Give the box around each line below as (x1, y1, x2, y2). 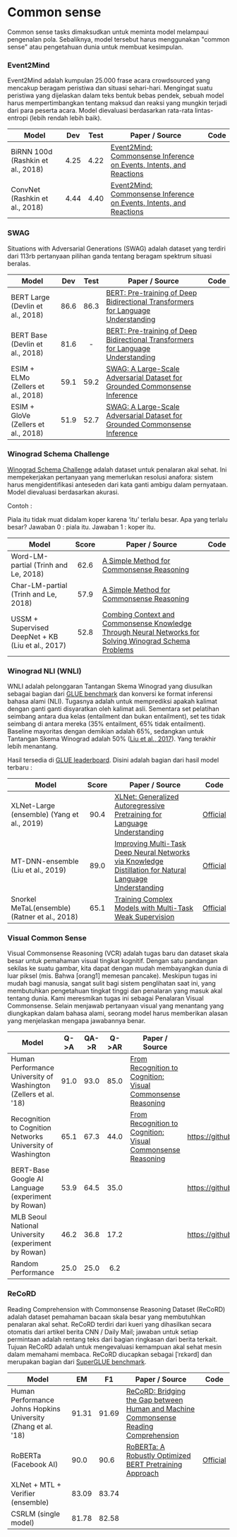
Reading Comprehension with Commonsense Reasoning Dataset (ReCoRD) (7, 1305, 226, 1313)
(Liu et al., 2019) (11, 866, 67, 875)
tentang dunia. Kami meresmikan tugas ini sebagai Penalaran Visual (7, 994, 205, 1003)
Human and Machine (126, 1404, 195, 1413)
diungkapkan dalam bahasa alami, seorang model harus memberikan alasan (7, 1009, 228, 1017)
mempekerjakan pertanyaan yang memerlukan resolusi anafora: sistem (7, 472, 214, 481)
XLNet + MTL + (11, 1480, 62, 1490)
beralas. (7, 259, 31, 268)
